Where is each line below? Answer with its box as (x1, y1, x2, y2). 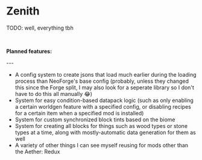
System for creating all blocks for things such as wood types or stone (14, 122, 188, 129)
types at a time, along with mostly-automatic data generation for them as (14, 129, 196, 136)
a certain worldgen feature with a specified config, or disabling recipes (14, 103, 191, 110)
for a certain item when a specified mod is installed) (14, 109, 144, 117)
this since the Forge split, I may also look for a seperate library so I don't (14, 83, 195, 91)
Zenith (6, 4, 40, 18)
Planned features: (6, 47, 52, 55)
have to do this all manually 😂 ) (14, 90, 92, 97)
